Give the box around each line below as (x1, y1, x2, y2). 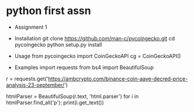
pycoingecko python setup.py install (14, 41, 103, 48)
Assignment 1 (14, 23, 47, 30)
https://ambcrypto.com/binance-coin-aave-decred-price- (47, 75, 188, 82)
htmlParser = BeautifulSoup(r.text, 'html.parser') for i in (6, 93, 139, 100)
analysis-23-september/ (6, 81, 64, 89)
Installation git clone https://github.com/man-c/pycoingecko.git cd (14, 35, 175, 42)
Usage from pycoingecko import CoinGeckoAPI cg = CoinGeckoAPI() (14, 52, 181, 59)
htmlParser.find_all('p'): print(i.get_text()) (6, 99, 104, 106)
